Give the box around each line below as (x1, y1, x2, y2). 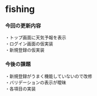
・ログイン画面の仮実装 (5, 41, 53, 47)
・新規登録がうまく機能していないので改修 (5, 73, 93, 79)
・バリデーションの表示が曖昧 (5, 79, 66, 85)
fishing (5, 3, 35, 15)
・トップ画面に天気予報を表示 (5, 34, 66, 40)
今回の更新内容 (5, 22, 41, 29)
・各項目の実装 (5, 85, 36, 91)
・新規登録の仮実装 (5, 47, 45, 53)
